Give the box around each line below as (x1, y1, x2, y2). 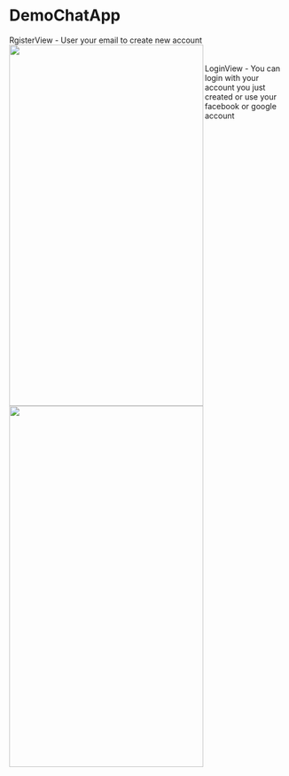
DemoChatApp (9, 5, 121, 26)
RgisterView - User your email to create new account (9, 35, 202, 45)
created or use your (205, 91, 277, 102)
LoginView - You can (205, 63, 281, 74)
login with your (205, 72, 260, 83)
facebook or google (205, 100, 277, 111)
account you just (205, 82, 266, 92)
